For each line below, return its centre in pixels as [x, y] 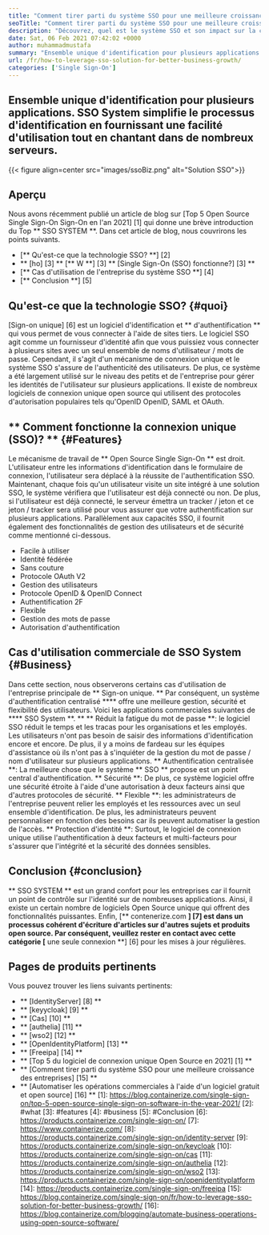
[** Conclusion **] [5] [56, 280]
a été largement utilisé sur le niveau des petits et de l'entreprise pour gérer [131, 376]
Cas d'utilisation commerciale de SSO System [125, 652]
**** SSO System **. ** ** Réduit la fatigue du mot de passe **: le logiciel [129, 718]
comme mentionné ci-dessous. [60, 535]
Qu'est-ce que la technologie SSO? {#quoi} [118, 306]
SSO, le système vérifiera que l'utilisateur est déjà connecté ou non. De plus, [134, 493]
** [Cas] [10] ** [45, 1019]
